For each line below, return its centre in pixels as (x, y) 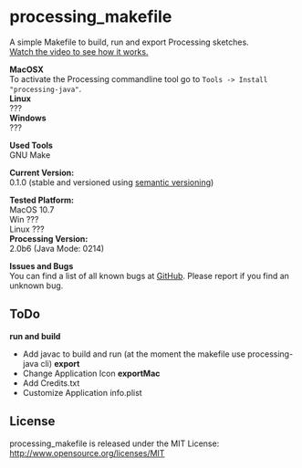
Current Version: (42, 172)
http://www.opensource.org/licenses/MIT (87, 452)
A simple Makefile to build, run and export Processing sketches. (129, 42)
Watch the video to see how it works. (79, 51)
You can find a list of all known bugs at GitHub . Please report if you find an (150, 276)
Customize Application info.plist (83, 392)
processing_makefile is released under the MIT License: (115, 443)
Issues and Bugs (42, 265)
